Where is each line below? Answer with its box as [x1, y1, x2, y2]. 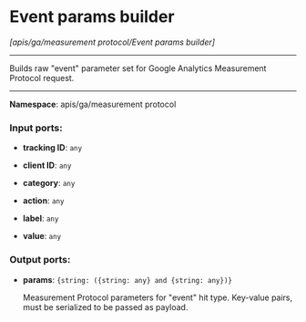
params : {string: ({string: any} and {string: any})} [22, 274, 232, 285]
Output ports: [9, 254, 71, 266]
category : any [22, 178, 76, 189]
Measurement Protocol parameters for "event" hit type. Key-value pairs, [22, 292, 293, 303]
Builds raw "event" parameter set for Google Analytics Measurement [9, 62, 267, 74]
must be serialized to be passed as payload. [22, 301, 189, 312]
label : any [22, 213, 59, 224]
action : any [22, 195, 65, 206]
